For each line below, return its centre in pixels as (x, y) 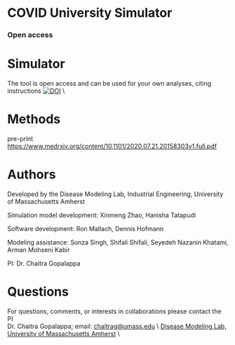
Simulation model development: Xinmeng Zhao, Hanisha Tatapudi (102, 215)
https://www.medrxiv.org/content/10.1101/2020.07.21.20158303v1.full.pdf (112, 146)
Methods (34, 119)
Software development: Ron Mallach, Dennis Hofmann (86, 228)
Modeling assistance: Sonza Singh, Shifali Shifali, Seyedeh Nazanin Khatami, (118, 242)
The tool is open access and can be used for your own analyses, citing (109, 84)
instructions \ (36, 91)
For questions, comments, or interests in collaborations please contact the (115, 311)
